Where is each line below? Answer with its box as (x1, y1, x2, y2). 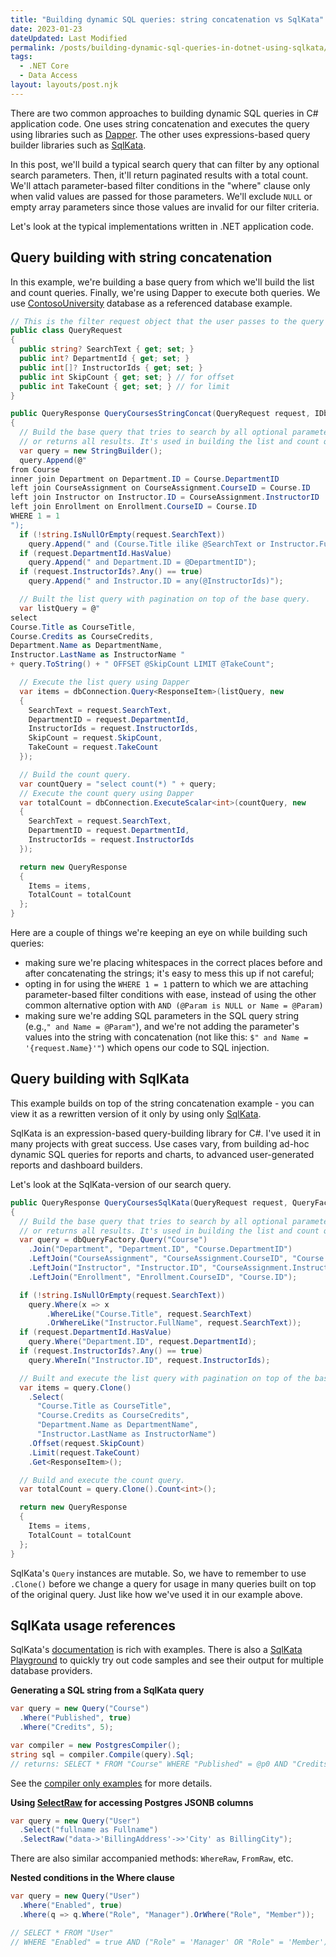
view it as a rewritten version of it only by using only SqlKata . (10, 1107, 262, 1120)
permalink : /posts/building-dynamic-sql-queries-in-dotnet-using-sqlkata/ (10, 42, 329, 53)
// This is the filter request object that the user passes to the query (10, 316, 325, 326)
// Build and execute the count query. (19, 1475, 186, 1485)
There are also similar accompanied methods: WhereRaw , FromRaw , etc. (10, 1852, 294, 1865)
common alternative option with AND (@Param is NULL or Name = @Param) (24, 999, 324, 1011)
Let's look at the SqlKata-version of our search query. (10, 1178, 232, 1190)
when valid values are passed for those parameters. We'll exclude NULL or (10, 190, 313, 202)
